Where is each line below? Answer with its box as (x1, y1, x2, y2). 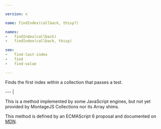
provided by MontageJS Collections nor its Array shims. (5, 103, 120, 109)
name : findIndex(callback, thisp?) (5, 20, 79, 25)
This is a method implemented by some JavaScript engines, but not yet (5, 98, 151, 104)
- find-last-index (5, 52, 48, 57)
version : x (5, 11, 28, 16)
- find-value (5, 61, 37, 66)
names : (5, 29, 19, 35)
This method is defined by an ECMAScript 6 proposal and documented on (5, 113, 157, 119)
